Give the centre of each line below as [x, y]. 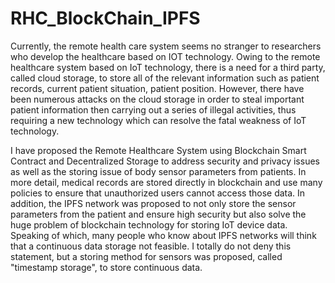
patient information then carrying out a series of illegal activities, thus [153, 109]
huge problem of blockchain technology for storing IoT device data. [149, 224]
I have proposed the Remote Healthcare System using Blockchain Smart [158, 150]
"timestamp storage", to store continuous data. [106, 267]
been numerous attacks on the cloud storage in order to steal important [157, 99]
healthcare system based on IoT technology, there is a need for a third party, [168, 67]
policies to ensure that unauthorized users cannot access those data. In [158, 193]
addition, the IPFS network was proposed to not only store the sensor [153, 203]
